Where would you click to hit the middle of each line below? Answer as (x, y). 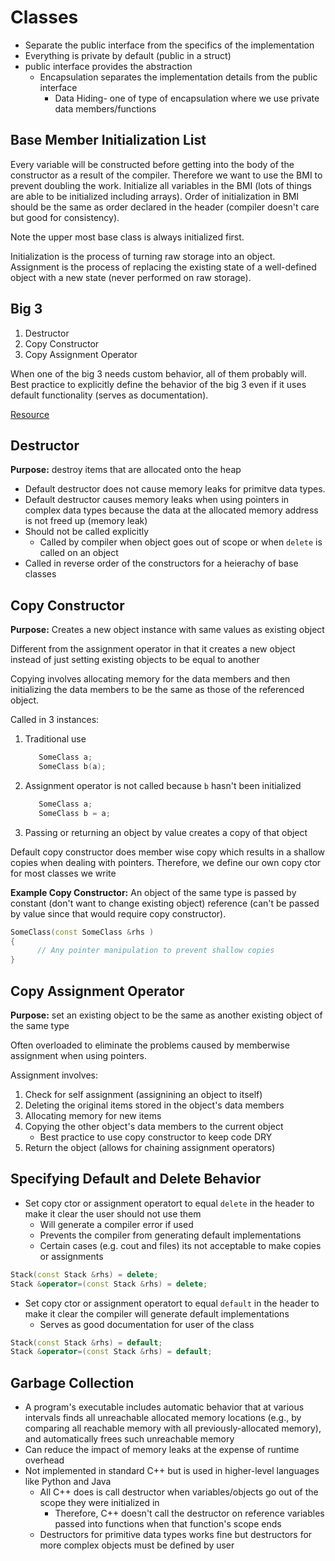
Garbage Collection (72, 1382)
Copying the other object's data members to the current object (154, 1126)
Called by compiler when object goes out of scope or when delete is (181, 542)
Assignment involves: (54, 1075)
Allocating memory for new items (93, 1115)
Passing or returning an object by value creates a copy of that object (166, 832)
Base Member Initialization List (108, 140)
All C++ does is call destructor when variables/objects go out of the (179, 1492)
